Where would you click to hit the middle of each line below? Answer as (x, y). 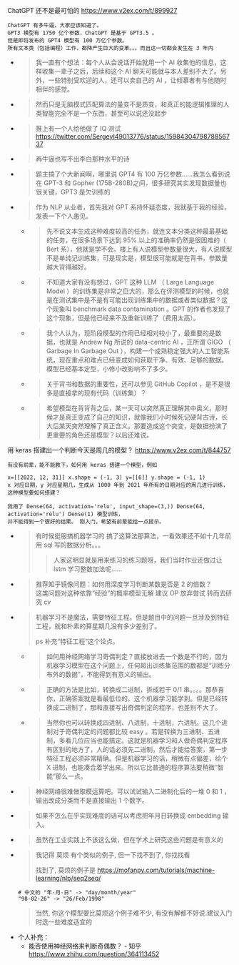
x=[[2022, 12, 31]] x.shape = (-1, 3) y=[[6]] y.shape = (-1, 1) (106, 477)
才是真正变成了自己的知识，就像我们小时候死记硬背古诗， (137, 417)
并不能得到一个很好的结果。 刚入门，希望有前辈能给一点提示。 (86, 522)
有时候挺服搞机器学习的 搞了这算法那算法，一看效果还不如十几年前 (133, 536)
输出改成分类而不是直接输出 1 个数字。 (92, 800)
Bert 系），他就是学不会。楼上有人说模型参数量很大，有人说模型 (139, 249)
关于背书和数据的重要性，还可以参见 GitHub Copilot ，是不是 (135, 384)
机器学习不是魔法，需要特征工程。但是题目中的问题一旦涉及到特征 (132, 617)
